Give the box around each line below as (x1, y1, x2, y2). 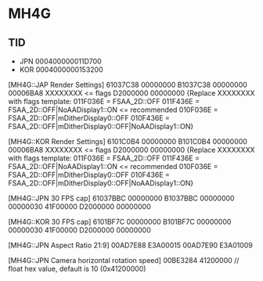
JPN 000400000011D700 (19, 56, 102, 66)
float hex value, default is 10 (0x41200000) (8, 264, 146, 273)
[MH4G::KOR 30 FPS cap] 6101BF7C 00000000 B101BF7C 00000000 (8, 217, 232, 226)
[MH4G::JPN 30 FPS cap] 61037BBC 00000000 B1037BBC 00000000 (8, 193, 235, 203)
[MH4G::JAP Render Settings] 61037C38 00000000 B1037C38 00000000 (8, 80, 248, 89)
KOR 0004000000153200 (19, 65, 103, 74)
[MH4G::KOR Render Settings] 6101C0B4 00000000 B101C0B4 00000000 (8, 137, 248, 146)
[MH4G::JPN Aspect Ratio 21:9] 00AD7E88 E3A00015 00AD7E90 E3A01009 (8, 240, 253, 250)
